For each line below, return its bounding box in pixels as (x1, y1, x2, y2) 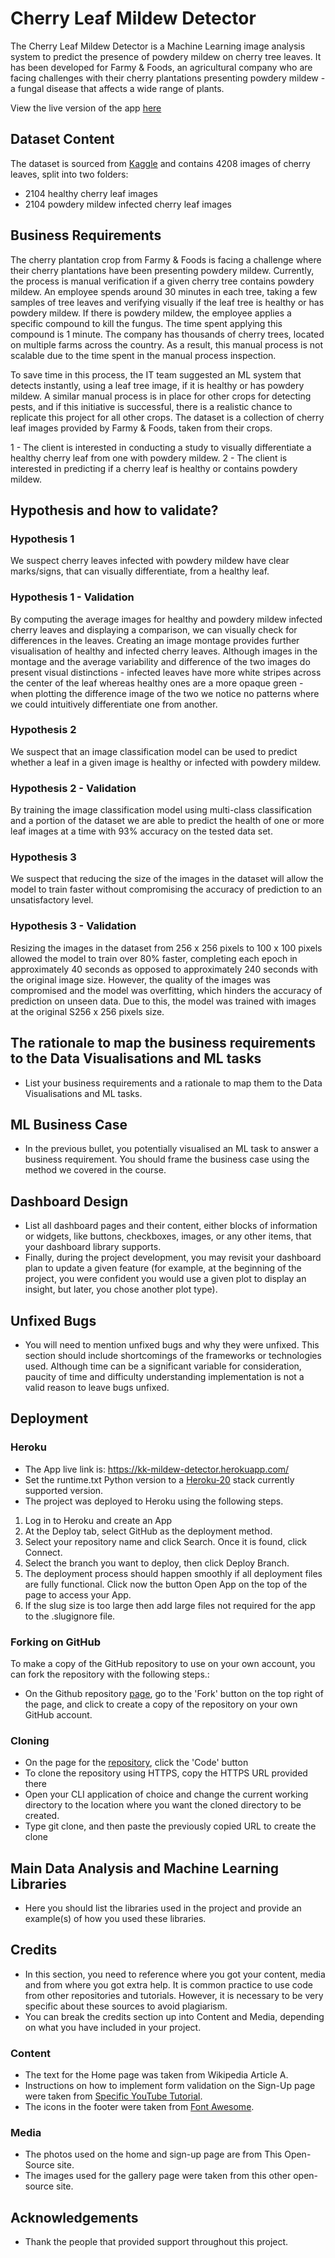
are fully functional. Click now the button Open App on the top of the (24, 1578, 308, 1590)
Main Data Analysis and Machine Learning (10, 1860, 279, 1877)
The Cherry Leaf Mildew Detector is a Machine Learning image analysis (10, 40, 306, 52)
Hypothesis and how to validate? (10, 502, 219, 519)
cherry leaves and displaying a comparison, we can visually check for (10, 623, 298, 636)
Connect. (24, 1546, 63, 1558)
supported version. (24, 1484, 104, 1496)
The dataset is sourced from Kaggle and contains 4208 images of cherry (10, 157, 311, 169)
